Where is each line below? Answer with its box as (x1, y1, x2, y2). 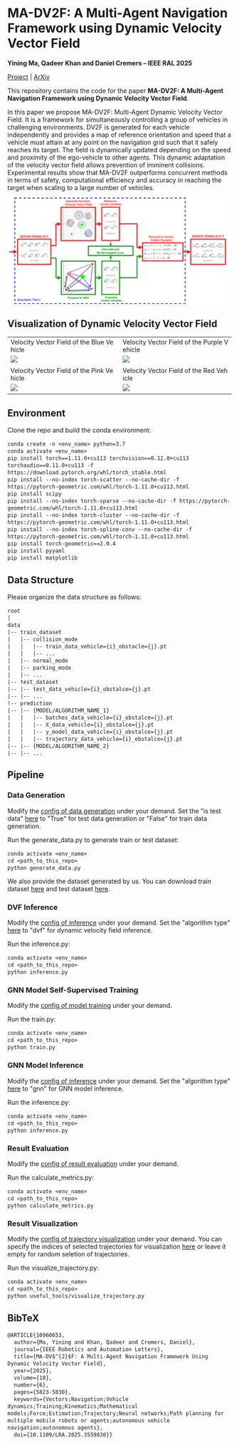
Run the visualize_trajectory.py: (7, 1263, 100, 1272)
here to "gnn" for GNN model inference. (7, 1084, 124, 1093)
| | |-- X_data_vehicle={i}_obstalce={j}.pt (7, 721, 154, 729)
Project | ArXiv (7, 73, 50, 81)
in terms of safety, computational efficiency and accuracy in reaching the (7, 176, 222, 184)
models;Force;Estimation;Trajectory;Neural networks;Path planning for (7, 1410, 224, 1417)
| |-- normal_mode (7, 657, 69, 665)
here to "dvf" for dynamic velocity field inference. (7, 926, 153, 935)
